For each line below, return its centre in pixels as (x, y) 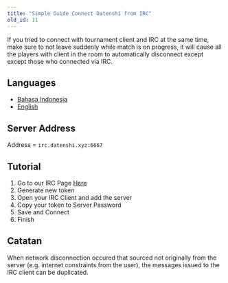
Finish (25, 219)
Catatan (25, 241)
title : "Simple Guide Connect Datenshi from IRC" (80, 13)
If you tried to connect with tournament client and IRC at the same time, (108, 39)
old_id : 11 (23, 20)
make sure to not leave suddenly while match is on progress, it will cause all (114, 47)
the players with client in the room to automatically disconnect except (105, 54)
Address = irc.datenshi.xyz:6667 (55, 145)
